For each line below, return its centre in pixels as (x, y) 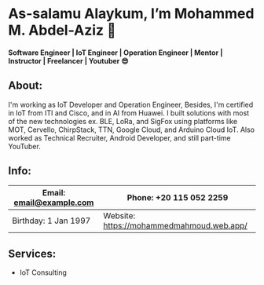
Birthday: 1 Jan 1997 (51, 221)
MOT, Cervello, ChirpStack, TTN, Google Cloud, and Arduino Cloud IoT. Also (132, 130)
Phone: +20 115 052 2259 (178, 198)
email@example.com (54, 203)
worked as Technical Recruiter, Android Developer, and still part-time (119, 137)
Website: (119, 216)
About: (26, 86)
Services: (32, 253)
